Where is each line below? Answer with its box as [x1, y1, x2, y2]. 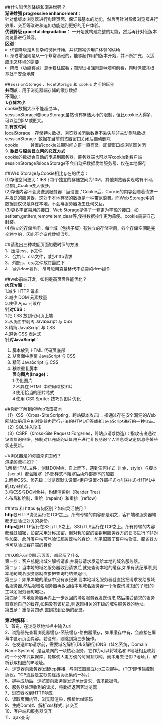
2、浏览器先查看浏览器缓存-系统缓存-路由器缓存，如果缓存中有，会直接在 [5, 629, 152, 635]
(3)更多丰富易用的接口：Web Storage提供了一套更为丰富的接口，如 [5, 207, 139, 213]
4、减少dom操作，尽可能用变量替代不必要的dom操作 [5, 266, 111, 271]
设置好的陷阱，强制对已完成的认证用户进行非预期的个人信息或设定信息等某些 [5, 437, 158, 442]
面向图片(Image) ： [12, 371, 50, 377]
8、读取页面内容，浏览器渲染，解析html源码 [5, 696, 93, 702]
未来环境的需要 [9, 59, 39, 65]
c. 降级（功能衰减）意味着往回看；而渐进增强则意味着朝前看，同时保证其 [5, 65, 150, 70]
